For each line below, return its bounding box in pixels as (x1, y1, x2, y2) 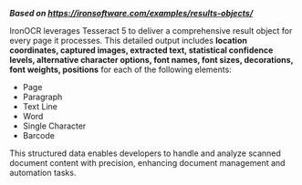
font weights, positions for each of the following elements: (9, 64, 233, 75)
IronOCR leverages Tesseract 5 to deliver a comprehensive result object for (9, 26, 293, 36)
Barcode (22, 130, 55, 140)
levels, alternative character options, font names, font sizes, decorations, (9, 55, 294, 65)
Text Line (22, 101, 57, 112)
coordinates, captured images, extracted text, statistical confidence (9, 45, 274, 56)
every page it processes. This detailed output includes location (9, 36, 248, 46)
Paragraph (22, 91, 63, 102)
